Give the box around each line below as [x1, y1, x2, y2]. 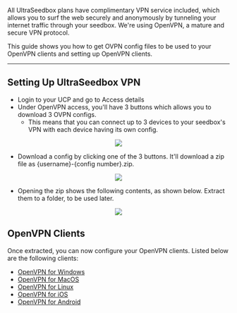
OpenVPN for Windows [17, 267, 85, 276]
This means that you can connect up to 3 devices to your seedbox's [28, 118, 226, 126]
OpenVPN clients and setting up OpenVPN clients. [7, 49, 153, 58]
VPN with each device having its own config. [28, 125, 159, 133]
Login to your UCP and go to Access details [17, 95, 145, 104]
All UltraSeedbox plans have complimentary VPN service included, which [7, 6, 220, 14]
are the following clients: [7, 254, 79, 262]
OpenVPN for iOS [17, 290, 68, 298]
